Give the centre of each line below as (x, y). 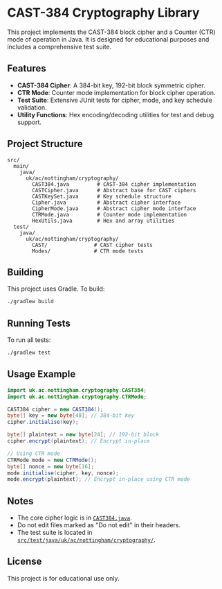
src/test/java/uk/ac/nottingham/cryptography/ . (86, 540)
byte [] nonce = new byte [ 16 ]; (51, 466)
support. (29, 122)
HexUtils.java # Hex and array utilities (103, 221)
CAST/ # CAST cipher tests (93, 245)
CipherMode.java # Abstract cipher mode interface (114, 208)
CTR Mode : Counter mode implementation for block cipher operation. (116, 92)
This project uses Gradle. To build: (56, 289)
